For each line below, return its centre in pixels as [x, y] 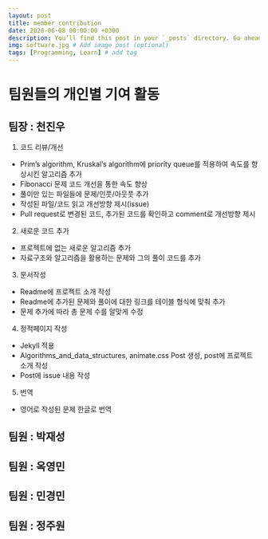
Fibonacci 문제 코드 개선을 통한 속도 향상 [84, 184]
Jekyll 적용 [37, 345]
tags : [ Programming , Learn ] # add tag [73, 53]
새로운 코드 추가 [44, 231]
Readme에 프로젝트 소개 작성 [65, 291]
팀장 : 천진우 [37, 126]
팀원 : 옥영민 [37, 466]
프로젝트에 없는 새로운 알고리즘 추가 [75, 248]
